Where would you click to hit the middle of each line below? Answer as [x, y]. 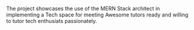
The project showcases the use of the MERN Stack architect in [83, 9]
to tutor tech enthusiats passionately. [52, 21]
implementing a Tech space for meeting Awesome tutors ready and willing [97, 15]
